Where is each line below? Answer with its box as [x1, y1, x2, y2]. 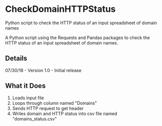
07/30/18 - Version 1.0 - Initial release [5, 67, 82, 73]
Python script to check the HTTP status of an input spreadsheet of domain [5, 20, 158, 26]
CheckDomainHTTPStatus [5, 3, 116, 15]
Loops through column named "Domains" [12, 100, 98, 106]
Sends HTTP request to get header [12, 105, 84, 111]
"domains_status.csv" [12, 116, 57, 122]
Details [5, 54, 27, 63]
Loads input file [12, 95, 45, 101]
